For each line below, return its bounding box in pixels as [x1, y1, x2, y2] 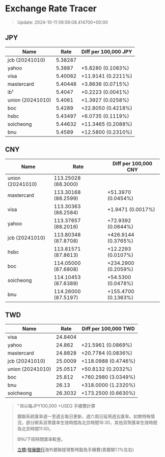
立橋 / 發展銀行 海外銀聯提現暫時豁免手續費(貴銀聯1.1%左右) [17, 447, 134, 453]
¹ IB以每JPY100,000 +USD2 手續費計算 [17, 403, 96, 409]
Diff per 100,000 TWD [82, 325, 135, 332]
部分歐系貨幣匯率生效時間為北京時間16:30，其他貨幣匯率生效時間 [26, 420, 158, 425]
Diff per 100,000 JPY [81, 48, 133, 55]
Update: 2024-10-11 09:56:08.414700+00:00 [17, 19, 108, 25]
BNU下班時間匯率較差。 [17, 436, 65, 442]
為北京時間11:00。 [17, 426, 54, 432]
